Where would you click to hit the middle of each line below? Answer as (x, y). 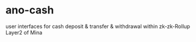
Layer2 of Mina (24, 32)
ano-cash (30, 10)
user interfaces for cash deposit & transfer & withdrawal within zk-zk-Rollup (98, 26)
